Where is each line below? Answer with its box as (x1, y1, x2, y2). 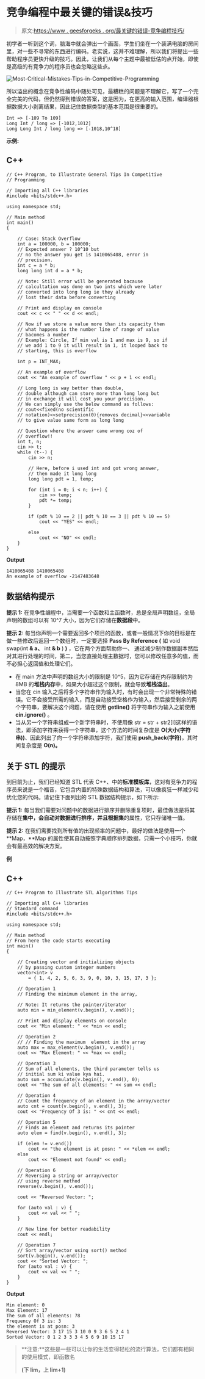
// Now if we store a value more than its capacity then (17, 321, 165, 327)
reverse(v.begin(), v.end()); (17, 1184, 95, 1190)
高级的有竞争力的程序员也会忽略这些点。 (11, 62, 113, 70)
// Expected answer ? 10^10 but (17, 246, 99, 252)
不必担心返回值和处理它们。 (6, 660, 76, 667)
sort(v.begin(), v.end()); (17, 1253, 86, 1259)
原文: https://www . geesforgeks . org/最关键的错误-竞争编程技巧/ (21, 27, 185, 34)
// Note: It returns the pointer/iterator (17, 1002, 127, 1008)
